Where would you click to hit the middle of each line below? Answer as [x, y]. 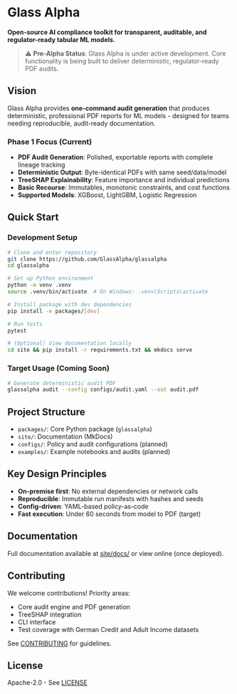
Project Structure [46, 412]
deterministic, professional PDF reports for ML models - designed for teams [118, 115]
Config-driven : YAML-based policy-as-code [83, 506]
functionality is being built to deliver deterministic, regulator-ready [122, 61]
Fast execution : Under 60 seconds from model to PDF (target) [109, 514]
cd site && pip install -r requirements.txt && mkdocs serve [100, 350]
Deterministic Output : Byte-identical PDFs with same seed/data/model [122, 172]
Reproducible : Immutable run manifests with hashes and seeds [111, 498]
